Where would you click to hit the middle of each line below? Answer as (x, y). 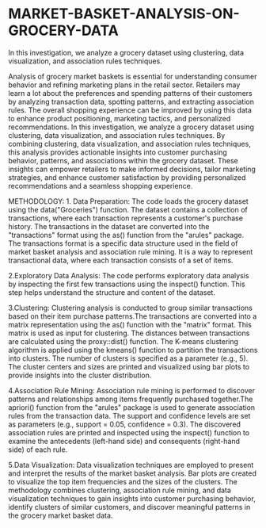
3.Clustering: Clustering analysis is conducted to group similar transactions (131, 308)
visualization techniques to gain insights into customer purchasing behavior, (132, 498)
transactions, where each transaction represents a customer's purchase (126, 218)
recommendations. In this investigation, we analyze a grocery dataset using (131, 127)
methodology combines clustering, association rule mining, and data (120, 490)
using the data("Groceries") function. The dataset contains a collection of (128, 209)
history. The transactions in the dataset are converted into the (109, 226)
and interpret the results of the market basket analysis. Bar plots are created (133, 473)
